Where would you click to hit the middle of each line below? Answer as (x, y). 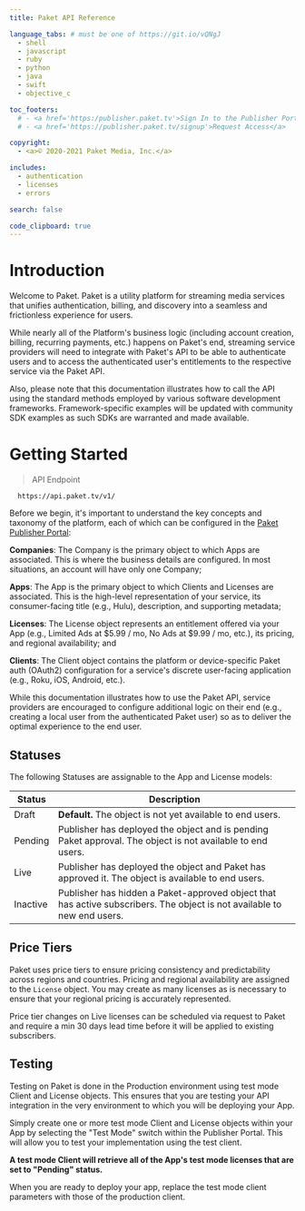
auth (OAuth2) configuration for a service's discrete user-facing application (150, 670)
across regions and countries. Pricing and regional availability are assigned (150, 979)
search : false (36, 210)
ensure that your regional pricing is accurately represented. (120, 999)
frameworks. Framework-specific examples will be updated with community (151, 409)
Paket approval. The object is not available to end (162, 841)
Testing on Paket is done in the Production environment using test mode (144, 1086)
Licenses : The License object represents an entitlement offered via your (144, 624)
